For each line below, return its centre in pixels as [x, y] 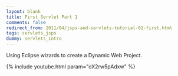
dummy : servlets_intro [34, 39]
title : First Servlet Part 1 [42, 17]
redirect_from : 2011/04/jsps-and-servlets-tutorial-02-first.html [89, 28]
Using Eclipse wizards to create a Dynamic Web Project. [74, 55]
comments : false [26, 22]
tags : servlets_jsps [32, 33]
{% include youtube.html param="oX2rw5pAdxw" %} [71, 67]
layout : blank [24, 11]
